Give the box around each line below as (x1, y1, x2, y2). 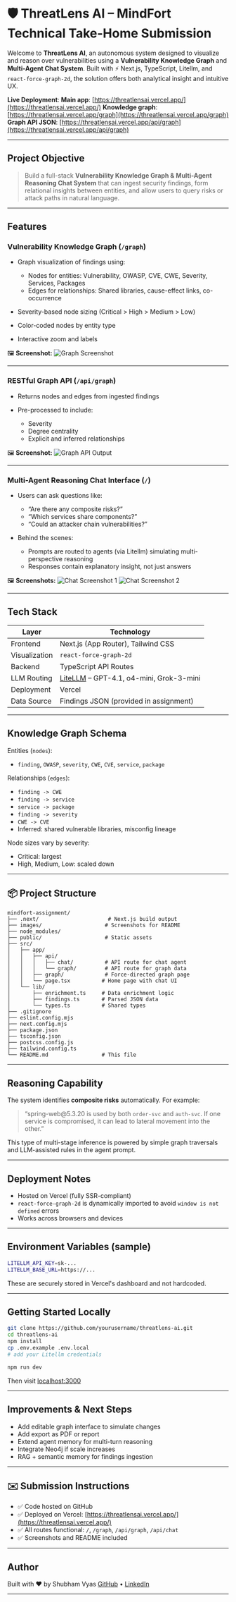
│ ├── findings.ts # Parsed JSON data (7, 996, 159, 1003)
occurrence (27, 294, 62, 302)
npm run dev (7, 1364, 42, 1371)
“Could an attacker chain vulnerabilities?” (27, 520, 147, 529)
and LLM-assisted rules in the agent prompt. (7, 1146, 136, 1154)
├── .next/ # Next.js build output (7, 916, 178, 923)
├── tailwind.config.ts (7, 1045, 77, 1053)
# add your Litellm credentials (7, 1351, 102, 1358)
